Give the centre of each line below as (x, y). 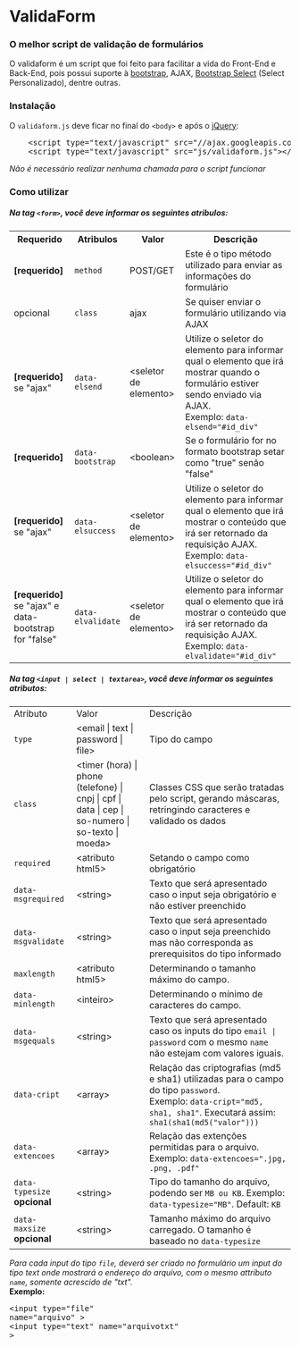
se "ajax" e (37, 605)
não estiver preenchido (197, 905)
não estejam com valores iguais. (216, 1053)
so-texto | (97, 831)
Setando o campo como (199, 857)
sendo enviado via (223, 394)
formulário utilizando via (235, 313)
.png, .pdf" (174, 1168)
